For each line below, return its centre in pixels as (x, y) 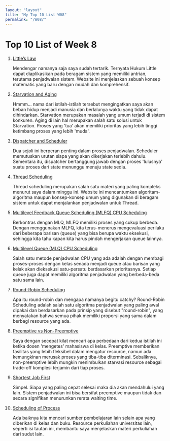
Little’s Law (24, 58)
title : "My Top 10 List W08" (36, 15)
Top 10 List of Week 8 (51, 44)
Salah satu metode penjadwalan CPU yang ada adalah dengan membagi (88, 258)
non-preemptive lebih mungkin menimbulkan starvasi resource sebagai (87, 362)
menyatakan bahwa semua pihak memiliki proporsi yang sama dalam (84, 316)
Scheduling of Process (36, 408)
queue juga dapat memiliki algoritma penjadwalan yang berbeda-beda (86, 275)
